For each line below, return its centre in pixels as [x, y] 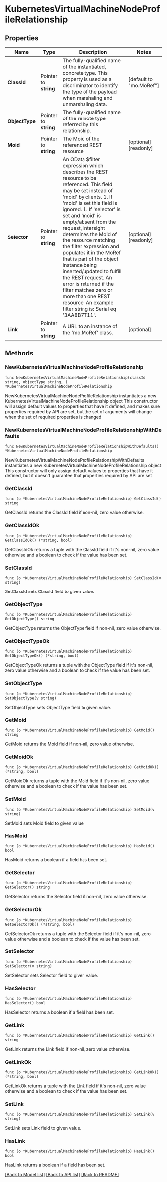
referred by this [80, 124]
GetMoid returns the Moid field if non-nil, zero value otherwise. [70, 744]
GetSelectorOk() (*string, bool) [40, 924]
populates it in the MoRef [91, 253]
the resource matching [89, 240]
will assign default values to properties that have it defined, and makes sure [83, 406]
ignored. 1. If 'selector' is [91, 209]
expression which [83, 166]
